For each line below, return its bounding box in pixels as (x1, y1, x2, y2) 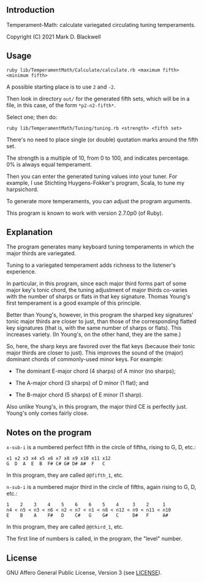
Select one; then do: (6, 113, 58, 121)
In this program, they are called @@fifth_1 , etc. (6, 471, 124, 479)
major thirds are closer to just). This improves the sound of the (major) (6, 349, 184, 357)
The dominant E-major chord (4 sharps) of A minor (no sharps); (15, 367, 176, 375)
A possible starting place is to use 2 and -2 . (6, 83, 116, 91)
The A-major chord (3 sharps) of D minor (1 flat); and (15, 379, 149, 387)
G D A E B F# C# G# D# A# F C (6, 461, 105, 467)
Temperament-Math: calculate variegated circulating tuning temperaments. (6, 21, 196, 28)
